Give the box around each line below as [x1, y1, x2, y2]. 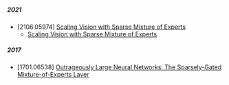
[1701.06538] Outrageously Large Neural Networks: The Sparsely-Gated [17, 62, 222, 71]
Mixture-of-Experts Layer [17, 70, 89, 78]
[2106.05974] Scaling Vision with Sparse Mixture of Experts [17, 23, 186, 31]
